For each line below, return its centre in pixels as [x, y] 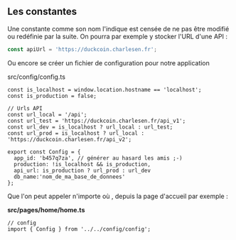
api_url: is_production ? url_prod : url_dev [82, 170]
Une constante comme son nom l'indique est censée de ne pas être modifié [118, 28]
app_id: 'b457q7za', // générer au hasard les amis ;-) [98, 158]
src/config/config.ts [37, 77]
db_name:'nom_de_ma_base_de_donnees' [70, 177]
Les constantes [42, 12]
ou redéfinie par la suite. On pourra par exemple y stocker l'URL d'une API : [118, 36]
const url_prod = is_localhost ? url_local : [76, 133]
